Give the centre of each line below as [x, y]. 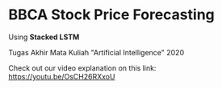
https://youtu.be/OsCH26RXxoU [62, 76]
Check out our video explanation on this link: [82, 68]
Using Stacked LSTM [44, 37]
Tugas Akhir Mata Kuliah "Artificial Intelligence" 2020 [96, 52]
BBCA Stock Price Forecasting [112, 15]
